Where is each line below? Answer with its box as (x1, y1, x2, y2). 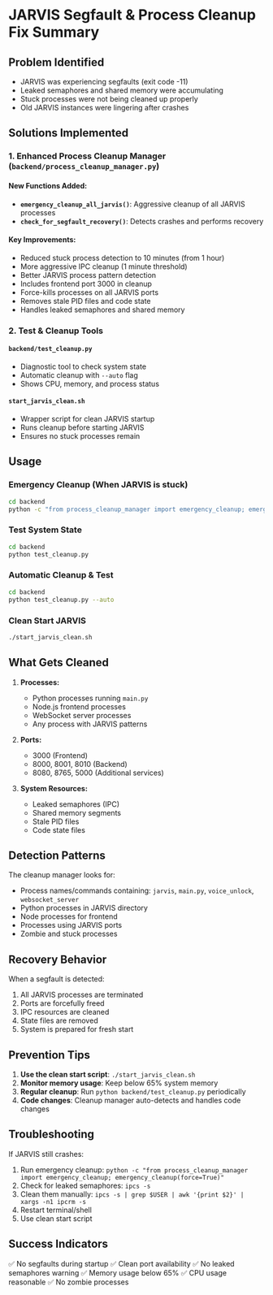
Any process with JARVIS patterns (32, 719, 148, 729)
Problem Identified (8, 55, 105, 69)
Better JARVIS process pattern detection (19, 270, 157, 279)
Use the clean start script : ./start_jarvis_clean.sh (19, 1070, 196, 1079)
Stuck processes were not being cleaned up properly (19, 94, 199, 103)
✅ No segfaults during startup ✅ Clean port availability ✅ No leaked (8, 1258, 235, 1268)
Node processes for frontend (19, 912, 118, 921)
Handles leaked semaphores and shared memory (19, 305, 185, 314)
